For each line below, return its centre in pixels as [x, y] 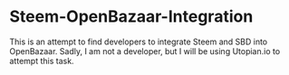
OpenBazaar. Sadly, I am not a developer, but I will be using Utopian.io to [145, 51]
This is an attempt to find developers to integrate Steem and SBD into [139, 42]
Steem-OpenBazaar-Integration [131, 17]
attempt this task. [42, 61]
